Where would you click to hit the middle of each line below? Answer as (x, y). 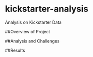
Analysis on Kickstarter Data (33, 22)
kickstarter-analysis (47, 9)
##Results (15, 50)
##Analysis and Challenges (32, 41)
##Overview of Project (28, 31)
